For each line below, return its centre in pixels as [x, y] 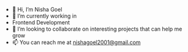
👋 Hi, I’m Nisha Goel [37, 9]
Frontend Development [41, 22]
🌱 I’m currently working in [44, 16]
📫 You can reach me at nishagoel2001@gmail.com [76, 42]
